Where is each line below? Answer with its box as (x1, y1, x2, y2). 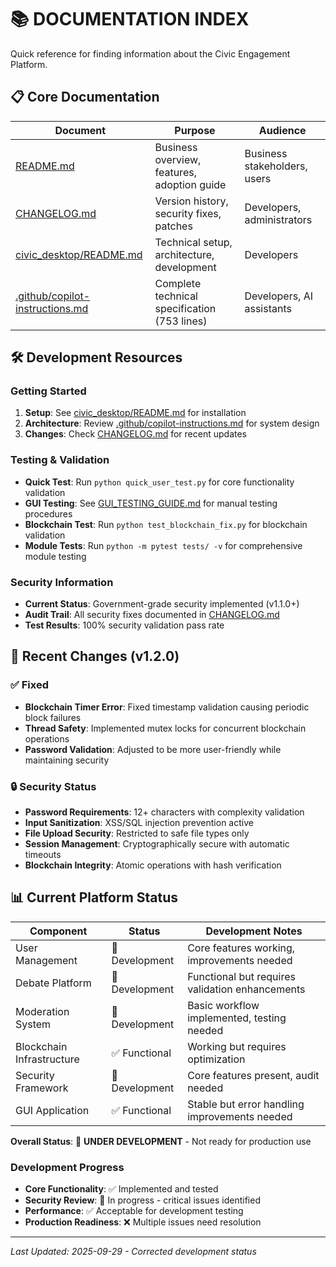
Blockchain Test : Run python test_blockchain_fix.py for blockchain (24, 518, 308, 530)
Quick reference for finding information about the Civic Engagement (10, 47, 291, 60)
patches (154, 219, 193, 233)
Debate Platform (15, 976, 92, 990)
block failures (24, 711, 82, 723)
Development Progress (10, 1160, 125, 1174)
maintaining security (24, 754, 110, 766)
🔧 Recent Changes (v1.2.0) (10, 648, 180, 665)
